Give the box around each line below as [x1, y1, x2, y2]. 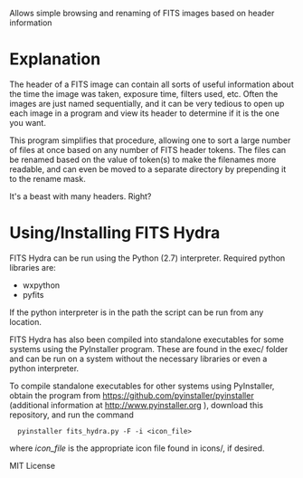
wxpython [22, 280, 61, 291]
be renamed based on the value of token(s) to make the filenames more [9, 154, 277, 165]
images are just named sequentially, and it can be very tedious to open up [9, 98, 285, 109]
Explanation [9, 49, 101, 70]
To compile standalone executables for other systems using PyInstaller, [9, 380, 275, 391]
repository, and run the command [9, 409, 134, 420]
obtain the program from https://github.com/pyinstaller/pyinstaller [9, 389, 255, 401]
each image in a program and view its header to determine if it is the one [9, 108, 280, 119]
